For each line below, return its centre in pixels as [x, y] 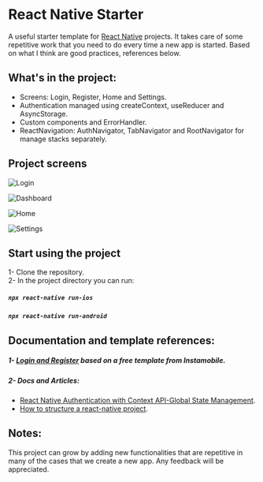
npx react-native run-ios [50, 297]
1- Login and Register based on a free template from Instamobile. [117, 361]
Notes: [25, 433]
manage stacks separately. [63, 139]
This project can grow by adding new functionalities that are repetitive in [126, 452]
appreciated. [29, 469]
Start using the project [64, 253]
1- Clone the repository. [46, 272]
